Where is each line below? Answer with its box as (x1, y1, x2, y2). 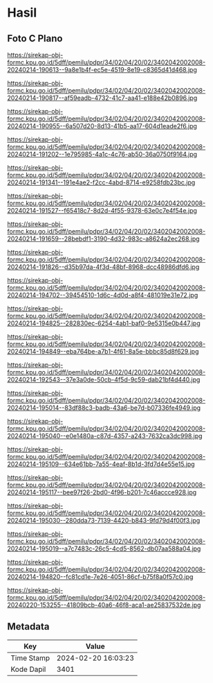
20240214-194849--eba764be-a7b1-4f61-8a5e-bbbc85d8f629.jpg (7, 347, 199, 355)
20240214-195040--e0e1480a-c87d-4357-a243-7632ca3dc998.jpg (7, 432, 203, 440)
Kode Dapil (10, 664, 46, 674)
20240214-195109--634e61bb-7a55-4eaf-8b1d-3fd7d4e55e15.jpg (7, 460, 195, 468)
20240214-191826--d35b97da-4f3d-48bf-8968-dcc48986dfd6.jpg (7, 263, 200, 271)
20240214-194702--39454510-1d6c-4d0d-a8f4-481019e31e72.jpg (7, 291, 198, 299)
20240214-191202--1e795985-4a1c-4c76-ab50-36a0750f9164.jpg (7, 150, 198, 158)
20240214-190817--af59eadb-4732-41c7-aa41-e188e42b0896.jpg (7, 94, 198, 102)
